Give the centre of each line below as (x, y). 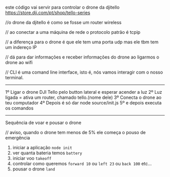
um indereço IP (21, 47)
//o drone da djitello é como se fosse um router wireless (63, 22)
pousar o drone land (34, 169)
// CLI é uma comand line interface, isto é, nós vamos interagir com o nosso (84, 72)
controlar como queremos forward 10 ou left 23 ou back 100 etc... (82, 164)
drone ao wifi (19, 62)
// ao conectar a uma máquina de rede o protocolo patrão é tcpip (73, 32)
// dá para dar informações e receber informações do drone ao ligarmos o (82, 57)
